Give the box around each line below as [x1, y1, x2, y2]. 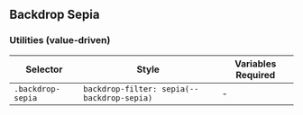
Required [235, 68, 276, 81]
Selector [25, 63, 63, 75]
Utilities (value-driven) [9, 34, 111, 47]
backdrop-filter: [83, 84, 158, 93]
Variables [234, 57, 277, 70]
